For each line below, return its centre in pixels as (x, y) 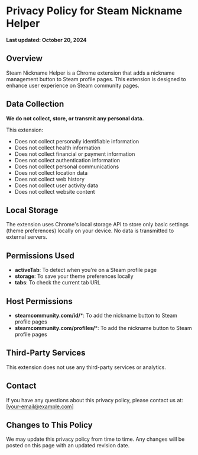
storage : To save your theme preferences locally (74, 276)
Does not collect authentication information (67, 160)
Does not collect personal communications (67, 166)
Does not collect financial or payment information (75, 154)
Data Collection (35, 104)
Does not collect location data (51, 172)
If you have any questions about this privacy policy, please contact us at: (95, 400)
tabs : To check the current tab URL (58, 283)
